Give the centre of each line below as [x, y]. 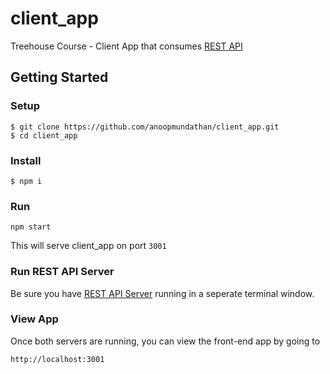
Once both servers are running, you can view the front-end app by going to [165, 341]
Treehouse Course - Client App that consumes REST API [126, 46]
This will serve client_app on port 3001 [88, 246]
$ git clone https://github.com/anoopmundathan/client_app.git [145, 127]
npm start [31, 227]
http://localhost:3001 [57, 359]
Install [26, 160]
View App [34, 319]
